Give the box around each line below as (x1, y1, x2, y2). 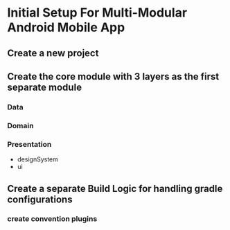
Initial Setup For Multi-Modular (7, 5, 188, 21)
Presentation (7, 139, 52, 149)
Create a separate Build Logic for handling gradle (7, 182, 223, 195)
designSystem (17, 155, 59, 163)
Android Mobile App (7, 19, 125, 35)
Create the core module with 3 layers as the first (7, 71, 220, 82)
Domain (7, 121, 34, 130)
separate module (7, 81, 82, 93)
